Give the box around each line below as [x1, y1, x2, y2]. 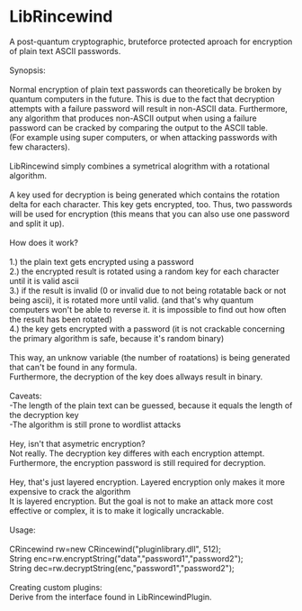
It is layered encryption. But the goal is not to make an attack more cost [9, 496, 273, 506]
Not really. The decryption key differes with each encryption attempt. [9, 448, 265, 459]
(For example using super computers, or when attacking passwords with [9, 132, 278, 142]
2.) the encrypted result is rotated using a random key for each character [9, 266, 280, 277]
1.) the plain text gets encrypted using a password [9, 256, 195, 267]
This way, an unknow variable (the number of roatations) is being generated [9, 351, 290, 362]
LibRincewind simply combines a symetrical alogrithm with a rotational [9, 160, 270, 171]
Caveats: [9, 390, 42, 401]
